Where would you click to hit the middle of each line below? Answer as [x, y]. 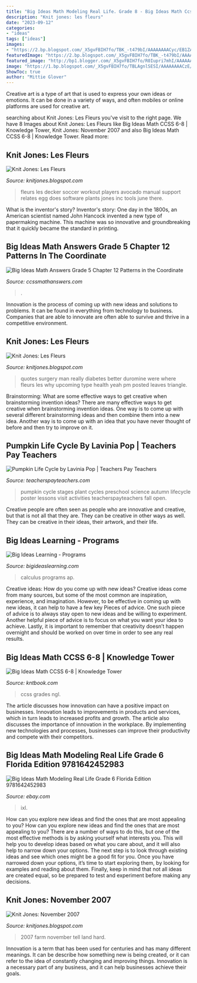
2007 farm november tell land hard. [63, 937]
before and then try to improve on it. [50, 427]
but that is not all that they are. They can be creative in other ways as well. [96, 516]
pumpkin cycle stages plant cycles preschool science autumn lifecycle [106, 492]
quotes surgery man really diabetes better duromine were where [98, 378]
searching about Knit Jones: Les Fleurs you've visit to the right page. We [94, 118]
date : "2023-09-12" [30, 22]
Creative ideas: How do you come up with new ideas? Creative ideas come [96, 589]
